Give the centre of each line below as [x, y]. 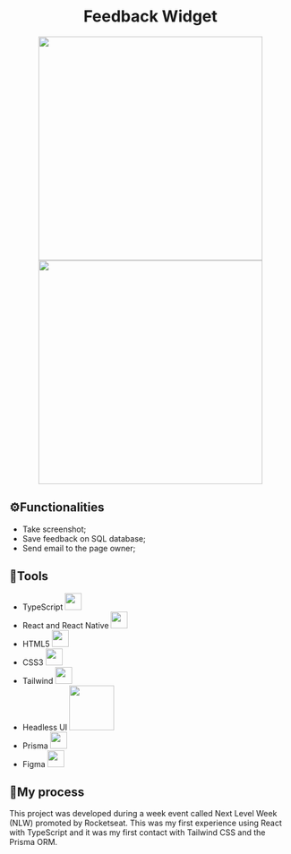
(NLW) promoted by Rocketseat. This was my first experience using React [145, 823]
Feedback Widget [150, 17]
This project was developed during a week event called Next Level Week [143, 814]
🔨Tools [29, 576]
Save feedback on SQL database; [84, 538]
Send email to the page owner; [79, 548]
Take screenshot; [54, 529]
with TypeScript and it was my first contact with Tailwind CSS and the [137, 833]
